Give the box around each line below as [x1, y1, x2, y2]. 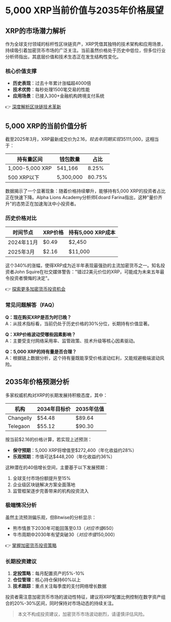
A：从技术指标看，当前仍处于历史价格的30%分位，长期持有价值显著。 [5, 320, 152, 326]
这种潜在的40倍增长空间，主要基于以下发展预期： [5, 464, 109, 470]
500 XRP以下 [8, 174, 40, 181]
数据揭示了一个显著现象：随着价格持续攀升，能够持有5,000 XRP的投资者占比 [5, 188, 166, 194]
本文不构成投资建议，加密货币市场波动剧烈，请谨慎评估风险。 [17, 611, 148, 617]
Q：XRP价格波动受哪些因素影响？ [5, 331, 76, 337]
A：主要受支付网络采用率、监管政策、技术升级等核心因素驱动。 [5, 337, 138, 344]
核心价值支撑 [5, 67, 37, 74]
